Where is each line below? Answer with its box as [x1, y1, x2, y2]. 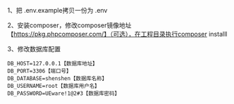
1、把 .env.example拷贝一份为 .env [7, 6, 108, 14]
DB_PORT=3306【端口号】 [7, 67, 72, 74]
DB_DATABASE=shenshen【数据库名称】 [7, 75, 108, 82]
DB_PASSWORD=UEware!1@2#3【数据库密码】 [7, 90, 121, 97]
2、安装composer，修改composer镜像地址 [7, 21, 132, 30]
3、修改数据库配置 [7, 45, 61, 53]
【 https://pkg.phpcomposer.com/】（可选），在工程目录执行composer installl [7, 30, 228, 38]
